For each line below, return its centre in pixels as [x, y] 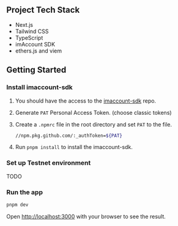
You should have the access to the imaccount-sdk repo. [86, 101]
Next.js [24, 24]
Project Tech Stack [43, 10]
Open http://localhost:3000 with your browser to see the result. [86, 216]
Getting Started [36, 70]
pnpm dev [17, 205]
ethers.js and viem [39, 51]
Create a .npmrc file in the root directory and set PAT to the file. [94, 124]
